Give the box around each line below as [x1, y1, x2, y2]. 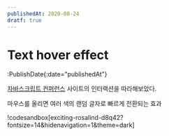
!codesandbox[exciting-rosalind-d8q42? [7, 114, 124, 122]
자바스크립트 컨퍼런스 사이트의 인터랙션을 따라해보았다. [7, 85, 157, 93]
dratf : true [7, 17, 42, 24]
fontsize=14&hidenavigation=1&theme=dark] [7, 121, 135, 130]
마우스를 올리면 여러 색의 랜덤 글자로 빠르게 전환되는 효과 [7, 100, 162, 108]
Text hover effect [7, 47, 109, 63]
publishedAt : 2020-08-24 [7, 10, 80, 18]
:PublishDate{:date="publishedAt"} [7, 70, 108, 79]
